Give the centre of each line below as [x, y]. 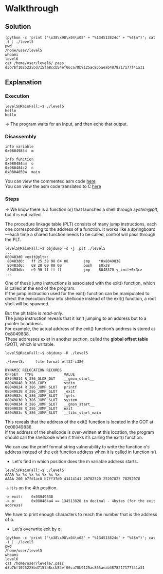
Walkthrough [32, 9]
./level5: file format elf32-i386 [44, 362]
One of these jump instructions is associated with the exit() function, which [80, 283]
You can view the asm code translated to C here [53, 186]
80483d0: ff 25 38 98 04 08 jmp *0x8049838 [64, 261]
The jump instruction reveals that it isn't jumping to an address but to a [76, 318]
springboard [143, 229]
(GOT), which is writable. [30, 344]
